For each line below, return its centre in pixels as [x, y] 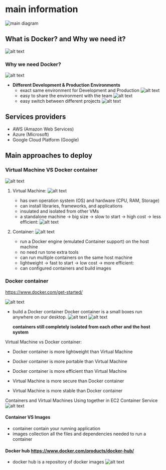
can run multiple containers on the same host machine [76, 257]
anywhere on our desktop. [40, 317]
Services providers [36, 117]
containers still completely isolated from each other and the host [81, 326]
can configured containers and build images [65, 268]
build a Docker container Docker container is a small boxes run [77, 311]
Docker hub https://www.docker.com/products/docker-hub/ [70, 451]
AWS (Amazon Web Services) [43, 129]
